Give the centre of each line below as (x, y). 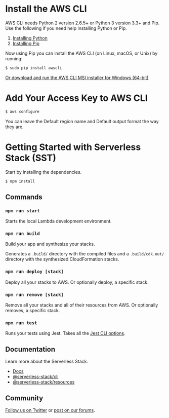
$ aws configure (22, 111)
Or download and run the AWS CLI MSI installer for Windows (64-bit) (77, 78)
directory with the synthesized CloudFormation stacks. (62, 259)
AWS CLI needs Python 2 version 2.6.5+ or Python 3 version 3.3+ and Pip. (82, 23)
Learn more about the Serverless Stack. (47, 362)
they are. (14, 127)
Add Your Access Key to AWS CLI (76, 98)
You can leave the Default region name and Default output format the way (82, 121)
